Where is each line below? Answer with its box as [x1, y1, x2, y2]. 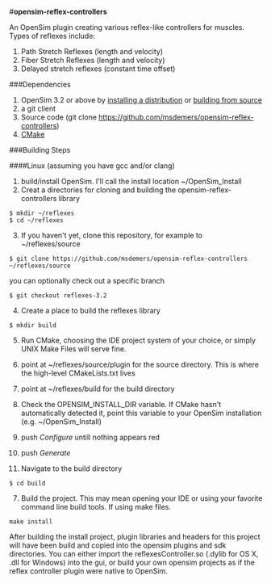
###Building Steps [9, 145, 71, 154]
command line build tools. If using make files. [20, 502, 172, 511]
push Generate [20, 448, 71, 457]
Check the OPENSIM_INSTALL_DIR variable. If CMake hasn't [20, 400, 222, 409]
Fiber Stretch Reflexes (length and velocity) [20, 56, 165, 65]
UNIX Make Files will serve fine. [20, 344, 127, 354]
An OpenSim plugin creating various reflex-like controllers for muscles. [9, 23, 245, 32]
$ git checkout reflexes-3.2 [9, 292, 107, 300]
